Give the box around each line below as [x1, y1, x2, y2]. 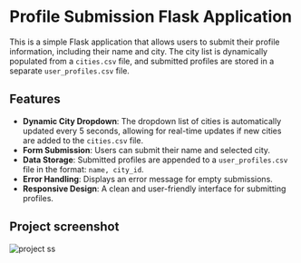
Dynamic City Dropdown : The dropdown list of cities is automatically [22, 115, 282, 126]
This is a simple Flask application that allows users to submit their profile [9, 36, 280, 47]
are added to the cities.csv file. [22, 134, 143, 146]
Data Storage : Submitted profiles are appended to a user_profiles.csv [22, 154, 288, 165]
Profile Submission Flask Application [9, 6, 293, 27]
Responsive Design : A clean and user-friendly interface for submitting [22, 183, 286, 194]
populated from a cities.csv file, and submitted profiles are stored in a [9, 55, 275, 66]
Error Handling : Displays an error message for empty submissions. [22, 173, 274, 184]
